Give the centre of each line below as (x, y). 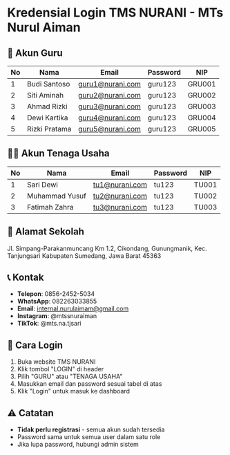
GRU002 (202, 95)
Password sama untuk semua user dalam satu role (89, 437)
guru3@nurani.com (110, 106)
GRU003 (202, 106)
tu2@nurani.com (120, 196)
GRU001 (202, 84)
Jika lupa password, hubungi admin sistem (78, 445)
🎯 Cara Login (35, 345)
